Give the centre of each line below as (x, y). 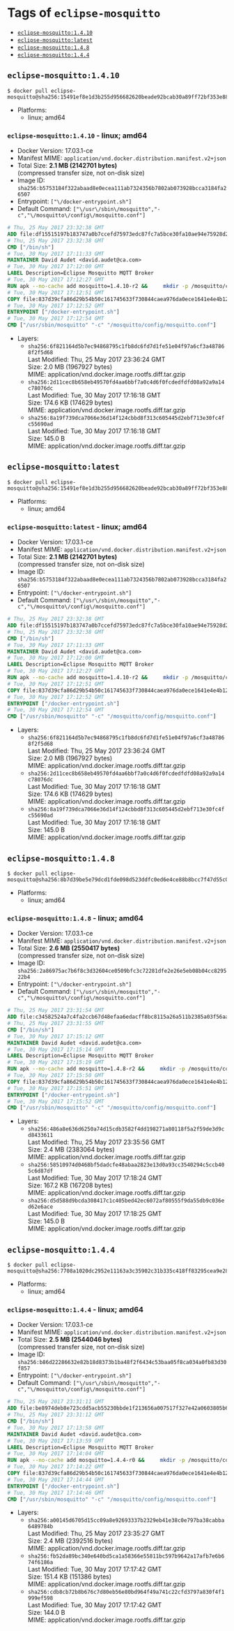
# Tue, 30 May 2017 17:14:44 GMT (56, 1479)
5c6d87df (40, 1171)
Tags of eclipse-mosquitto (84, 13)
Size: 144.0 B (46, 1613)
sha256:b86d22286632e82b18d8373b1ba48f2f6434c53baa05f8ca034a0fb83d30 (122, 1363)
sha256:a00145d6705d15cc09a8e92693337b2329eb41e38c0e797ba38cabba (126, 1521)
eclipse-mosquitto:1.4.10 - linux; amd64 (77, 136)
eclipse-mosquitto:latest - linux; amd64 (77, 527)
